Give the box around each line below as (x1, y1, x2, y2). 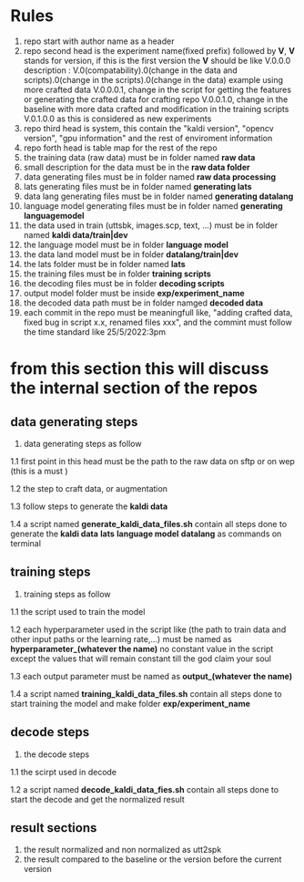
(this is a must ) (10, 465, 68, 476)
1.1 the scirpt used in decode (10, 766, 117, 777)
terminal (10, 537, 42, 548)
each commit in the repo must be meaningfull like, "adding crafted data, (23, 306, 293, 317)
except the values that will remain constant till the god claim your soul (10, 653, 272, 664)
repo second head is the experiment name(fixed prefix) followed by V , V (23, 45, 295, 56)
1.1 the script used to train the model (10, 606, 146, 617)
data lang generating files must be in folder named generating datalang (23, 191, 294, 202)
